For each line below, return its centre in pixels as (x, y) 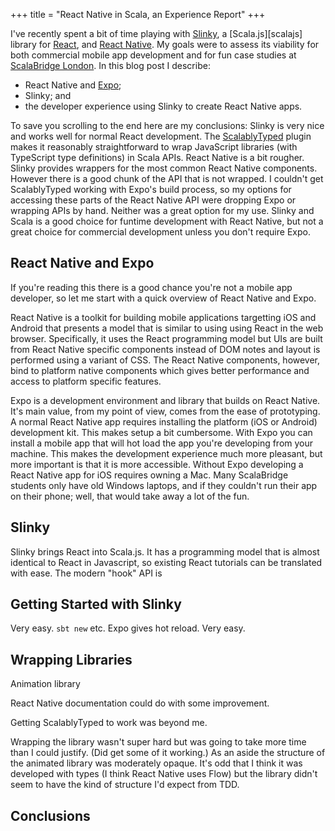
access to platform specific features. (86, 381)
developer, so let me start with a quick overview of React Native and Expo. (163, 298)
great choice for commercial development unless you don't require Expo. (160, 232)
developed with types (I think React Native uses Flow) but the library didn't (164, 774)
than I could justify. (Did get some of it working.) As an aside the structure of (168, 753)
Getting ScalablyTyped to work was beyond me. (109, 723)
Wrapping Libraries (71, 659)
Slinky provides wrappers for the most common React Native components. (164, 168)
